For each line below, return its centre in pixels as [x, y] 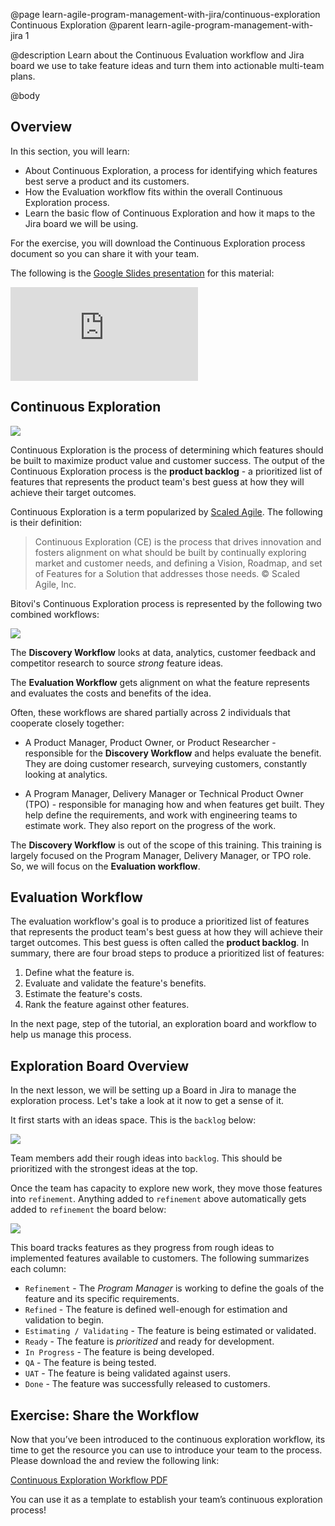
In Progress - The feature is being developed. [119, 1352]
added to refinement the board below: [88, 1210]
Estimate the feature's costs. [83, 994]
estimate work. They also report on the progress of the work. [150, 825]
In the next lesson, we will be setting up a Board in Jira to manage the [153, 1090]
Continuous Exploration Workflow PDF [89, 1480]
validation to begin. [64, 1320]
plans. [23, 76]
